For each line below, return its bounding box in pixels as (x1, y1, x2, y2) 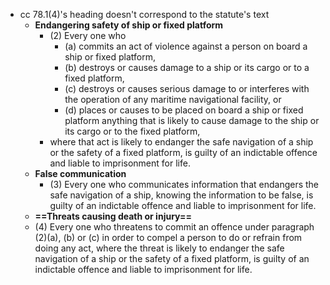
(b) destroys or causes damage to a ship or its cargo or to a (64, 62, 310, 73)
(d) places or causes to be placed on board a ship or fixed (64, 104, 304, 116)
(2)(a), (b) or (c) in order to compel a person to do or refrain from (34, 232, 303, 243)
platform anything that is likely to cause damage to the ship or (64, 115, 320, 126)
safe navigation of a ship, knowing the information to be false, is (49, 189, 314, 201)
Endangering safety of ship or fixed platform (34, 19, 224, 31)
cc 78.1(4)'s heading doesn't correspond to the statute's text (19, 9, 270, 20)
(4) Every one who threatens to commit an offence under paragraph (34, 221, 315, 233)
